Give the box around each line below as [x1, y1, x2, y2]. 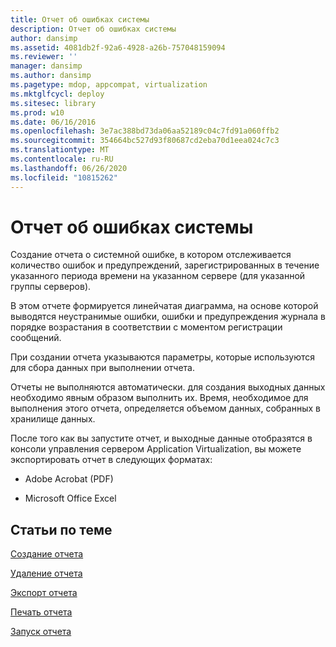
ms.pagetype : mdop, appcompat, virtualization [10, 80, 208, 90]
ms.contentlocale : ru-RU [10, 154, 114, 164]
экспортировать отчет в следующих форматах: [10, 454, 213, 466]
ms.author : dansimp [10, 71, 92, 81]
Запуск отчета [10, 626, 72, 638]
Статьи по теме [10, 521, 113, 538]
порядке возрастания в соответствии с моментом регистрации [10, 321, 283, 333]
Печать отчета [10, 606, 73, 618]
